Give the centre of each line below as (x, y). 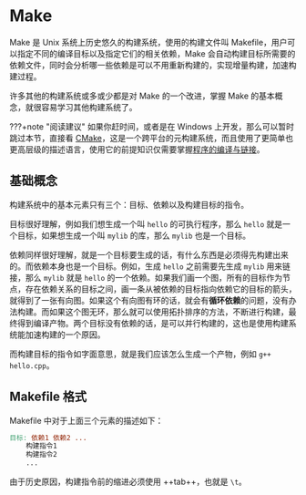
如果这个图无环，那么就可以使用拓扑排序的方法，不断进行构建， (168, 312)
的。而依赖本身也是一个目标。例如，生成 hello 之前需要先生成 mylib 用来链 (150, 266)
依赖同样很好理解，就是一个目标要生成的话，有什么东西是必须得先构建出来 (149, 254)
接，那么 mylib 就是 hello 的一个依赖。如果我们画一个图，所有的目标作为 (146, 277)
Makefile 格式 (48, 397)
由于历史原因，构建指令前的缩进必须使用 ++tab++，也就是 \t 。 (128, 482)
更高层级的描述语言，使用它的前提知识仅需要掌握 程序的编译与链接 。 (137, 149)
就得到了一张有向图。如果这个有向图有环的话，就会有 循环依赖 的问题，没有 (149, 300)
